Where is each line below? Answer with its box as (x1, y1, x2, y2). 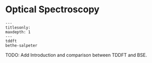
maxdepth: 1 (5, 29, 31, 34)
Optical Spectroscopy (5, 4, 99, 15)
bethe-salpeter (5, 43, 38, 48)
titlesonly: (5, 25, 31, 30)
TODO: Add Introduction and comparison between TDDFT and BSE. (5, 52, 147, 58)
